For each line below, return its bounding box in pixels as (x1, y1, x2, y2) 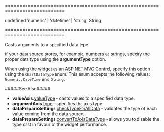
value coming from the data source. (12, 111, 85, 117)
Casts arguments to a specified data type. (5, 42, 90, 47)
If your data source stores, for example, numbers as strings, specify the (5, 51, 150, 57)
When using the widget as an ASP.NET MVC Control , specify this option (5, 66, 151, 72)
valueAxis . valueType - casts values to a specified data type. (12, 95, 135, 101)
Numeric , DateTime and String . (5, 77, 65, 82)
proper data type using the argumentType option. (5, 56, 107, 62)
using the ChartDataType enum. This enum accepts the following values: (5, 71, 150, 77)
